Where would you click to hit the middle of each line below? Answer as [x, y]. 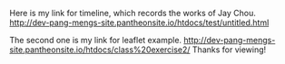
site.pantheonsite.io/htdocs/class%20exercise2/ [100, 50]
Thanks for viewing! [229, 50]
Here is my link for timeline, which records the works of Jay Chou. [133, 13]
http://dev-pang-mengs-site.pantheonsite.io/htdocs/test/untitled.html [139, 23]
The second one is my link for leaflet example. [96, 40]
